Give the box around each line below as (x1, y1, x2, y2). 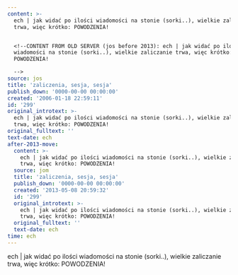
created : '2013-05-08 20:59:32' (13, 187, 110, 194)
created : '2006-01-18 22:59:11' (7, 95, 103, 102)
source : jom (13, 167, 50, 174)
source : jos (7, 75, 42, 82)
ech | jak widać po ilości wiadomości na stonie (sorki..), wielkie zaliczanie (7, 252, 222, 260)
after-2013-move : (7, 141, 59, 148)
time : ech (7, 233, 37, 240)
